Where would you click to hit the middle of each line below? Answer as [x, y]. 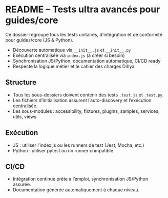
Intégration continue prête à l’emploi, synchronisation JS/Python [80, 179]
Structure [21, 82]
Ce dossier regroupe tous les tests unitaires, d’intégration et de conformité [84, 34]
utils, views [25, 116]
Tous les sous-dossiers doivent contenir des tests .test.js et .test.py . [88, 95]
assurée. [22, 184]
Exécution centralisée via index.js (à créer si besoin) [69, 55]
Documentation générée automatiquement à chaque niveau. [76, 190]
